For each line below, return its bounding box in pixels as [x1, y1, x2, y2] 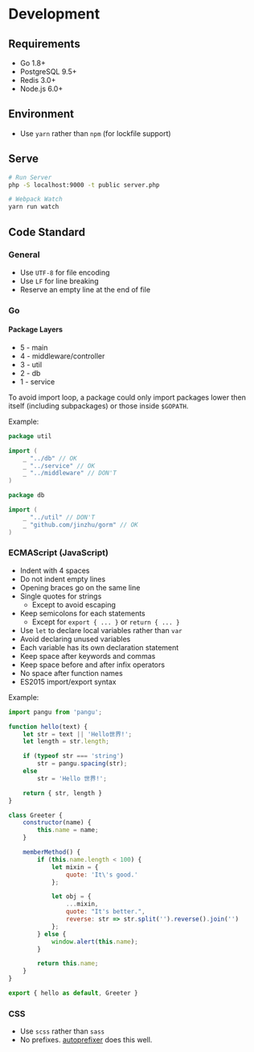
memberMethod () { [23, 848, 81, 856]
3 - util [19, 359, 43, 369]
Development [8, 5, 100, 23]
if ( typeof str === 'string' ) [23, 752, 125, 760]
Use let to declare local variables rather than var [19, 625, 182, 635]
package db [8, 491, 45, 499]
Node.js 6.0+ [19, 84, 63, 93]
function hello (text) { [8, 723, 88, 731]
